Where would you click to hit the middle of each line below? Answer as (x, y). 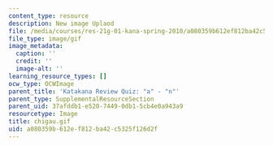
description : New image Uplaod (61, 24)
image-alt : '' (39, 69)
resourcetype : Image (43, 114)
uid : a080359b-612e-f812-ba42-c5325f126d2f (83, 129)
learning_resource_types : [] (58, 76)
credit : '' (34, 62)
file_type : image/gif (45, 39)
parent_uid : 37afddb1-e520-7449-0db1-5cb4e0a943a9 (96, 106)
